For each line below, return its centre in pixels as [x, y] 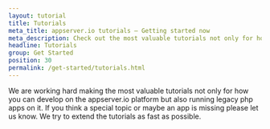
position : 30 [30, 61]
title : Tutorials [37, 23]
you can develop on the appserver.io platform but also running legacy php [131, 99]
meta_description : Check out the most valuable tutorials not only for [131, 38]
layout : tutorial [37, 16]
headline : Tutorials [43, 46]
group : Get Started [41, 53]
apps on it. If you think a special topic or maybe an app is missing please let [133, 107]
